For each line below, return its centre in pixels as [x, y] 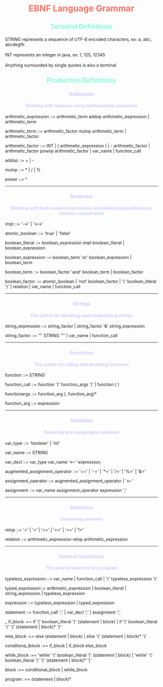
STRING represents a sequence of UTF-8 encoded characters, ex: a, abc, [78, 39]
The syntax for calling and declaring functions [81, 364]
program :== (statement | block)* [38, 679]
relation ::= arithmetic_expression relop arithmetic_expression [66, 539]
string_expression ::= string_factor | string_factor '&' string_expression [75, 326]
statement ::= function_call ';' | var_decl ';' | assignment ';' [63, 612]
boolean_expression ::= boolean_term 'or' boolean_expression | [68, 257]
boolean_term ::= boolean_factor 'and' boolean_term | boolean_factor [74, 272]
